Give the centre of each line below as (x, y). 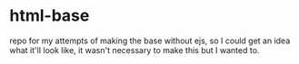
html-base (50, 16)
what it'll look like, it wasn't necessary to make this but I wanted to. (135, 50)
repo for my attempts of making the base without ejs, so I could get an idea (150, 41)
